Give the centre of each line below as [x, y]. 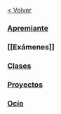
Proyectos [25, 85]
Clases [19, 66]
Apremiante [28, 28]
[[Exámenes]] [31, 47]
